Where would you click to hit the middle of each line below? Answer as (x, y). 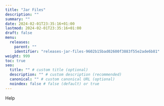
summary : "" (17, 19)
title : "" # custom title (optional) (49, 70)
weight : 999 (17, 56)
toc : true (15, 61)
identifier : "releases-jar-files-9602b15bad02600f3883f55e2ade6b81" (87, 51)
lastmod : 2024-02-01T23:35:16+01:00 (43, 28)
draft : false (19, 33)
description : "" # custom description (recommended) (66, 75)
